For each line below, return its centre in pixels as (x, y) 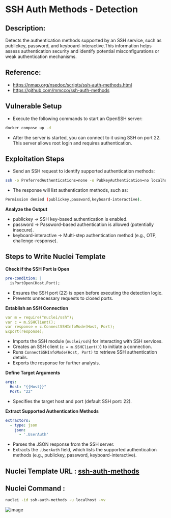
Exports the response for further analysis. (56, 363)
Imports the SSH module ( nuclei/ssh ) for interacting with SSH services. (88, 341)
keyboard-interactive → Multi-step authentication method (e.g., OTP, (84, 236)
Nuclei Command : (35, 489)
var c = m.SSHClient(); (31, 322)
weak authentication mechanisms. (41, 56)
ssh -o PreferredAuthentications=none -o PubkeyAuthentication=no (77, 181)
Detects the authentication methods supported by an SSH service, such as (83, 40)
